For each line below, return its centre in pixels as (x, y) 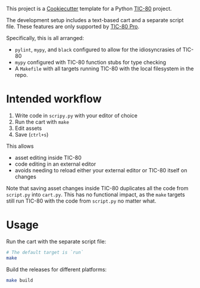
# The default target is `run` (45, 252)
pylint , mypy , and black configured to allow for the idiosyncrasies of (98, 49)
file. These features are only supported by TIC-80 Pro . (73, 27)
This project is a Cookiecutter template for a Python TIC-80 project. (89, 9)
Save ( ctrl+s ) (32, 134)
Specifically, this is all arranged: (45, 38)
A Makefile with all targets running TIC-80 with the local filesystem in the (104, 69)
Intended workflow (54, 99)
